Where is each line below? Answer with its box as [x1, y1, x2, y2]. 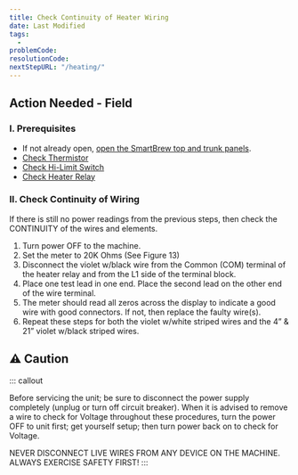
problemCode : [9, 46, 58, 55]
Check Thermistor [21, 152, 89, 163]
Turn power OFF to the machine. [21, 240, 141, 250]
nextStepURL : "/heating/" [9, 63, 105, 72]
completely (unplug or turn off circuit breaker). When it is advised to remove [9, 402, 288, 413]
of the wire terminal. [21, 287, 96, 299]
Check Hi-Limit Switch [21, 161, 105, 172]
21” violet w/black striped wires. [21, 325, 140, 336]
